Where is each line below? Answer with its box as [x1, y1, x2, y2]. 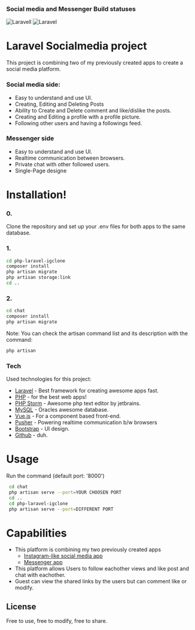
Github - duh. [14, 431, 48, 439]
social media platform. [6, 65, 61, 73]
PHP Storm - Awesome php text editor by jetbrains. [14, 400, 141, 407]
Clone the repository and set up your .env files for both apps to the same [6, 223, 185, 230]
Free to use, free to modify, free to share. [6, 617, 108, 625]
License [6, 601, 36, 611]
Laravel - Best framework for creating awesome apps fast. [14, 387, 159, 394]
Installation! [6, 188, 67, 202]
